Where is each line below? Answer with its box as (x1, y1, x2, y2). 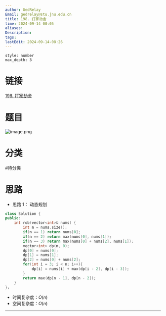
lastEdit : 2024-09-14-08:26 (5, 40, 63, 45)
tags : (5, 35, 16, 40)
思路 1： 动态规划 (12, 201, 47, 207)
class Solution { (5, 211, 41, 216)
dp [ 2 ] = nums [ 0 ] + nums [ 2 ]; (23, 257, 81, 263)
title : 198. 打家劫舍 (5, 16, 47, 21)
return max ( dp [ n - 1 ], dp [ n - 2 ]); (23, 275, 96, 280)
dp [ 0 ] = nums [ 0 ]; (23, 248, 58, 253)
